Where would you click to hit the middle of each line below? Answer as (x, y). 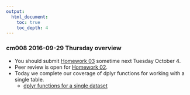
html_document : (30, 17)
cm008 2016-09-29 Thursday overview (64, 48)
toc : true (29, 22)
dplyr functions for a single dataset (65, 86)
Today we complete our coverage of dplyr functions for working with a (100, 73)
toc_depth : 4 (32, 28)
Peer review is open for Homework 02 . (61, 67)
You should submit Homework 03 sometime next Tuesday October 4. (98, 61)
